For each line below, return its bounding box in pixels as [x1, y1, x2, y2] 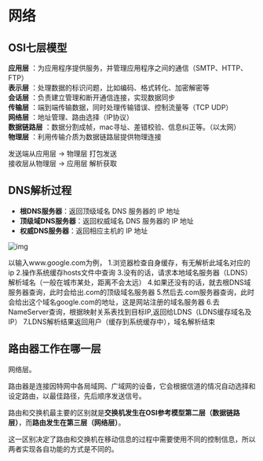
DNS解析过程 [8, 184, 72, 197]
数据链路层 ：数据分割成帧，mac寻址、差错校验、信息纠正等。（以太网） [8, 123, 241, 131]
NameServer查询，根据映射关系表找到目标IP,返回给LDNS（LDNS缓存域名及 [8, 307, 252, 316]
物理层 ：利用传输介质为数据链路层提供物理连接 [8, 132, 162, 142]
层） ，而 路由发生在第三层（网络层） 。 [8, 418, 126, 427]
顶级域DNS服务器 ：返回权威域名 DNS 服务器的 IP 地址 [19, 216, 194, 225]
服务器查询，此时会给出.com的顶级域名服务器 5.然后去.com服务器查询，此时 [8, 287, 255, 297]
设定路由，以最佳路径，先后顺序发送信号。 [8, 391, 146, 400]
